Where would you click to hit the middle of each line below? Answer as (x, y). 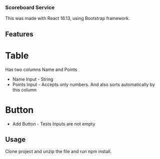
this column (24, 89)
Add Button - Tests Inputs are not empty (54, 123)
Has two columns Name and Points (41, 69)
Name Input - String (33, 79)
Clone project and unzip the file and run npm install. (58, 151)
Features (19, 34)
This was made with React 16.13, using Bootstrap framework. (67, 18)
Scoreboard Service (30, 7)
